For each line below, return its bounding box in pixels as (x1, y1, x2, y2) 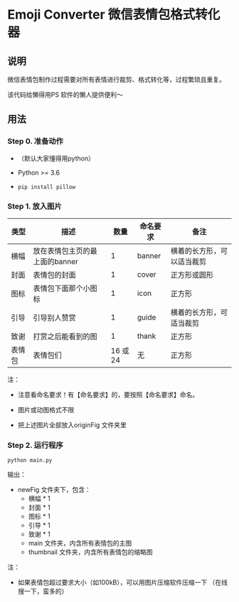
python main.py (7, 457, 53, 464)
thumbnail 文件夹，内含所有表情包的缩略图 (28, 548, 153, 556)
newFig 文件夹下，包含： (17, 486, 91, 494)
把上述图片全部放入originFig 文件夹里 (17, 420, 127, 429)
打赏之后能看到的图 (33, 331, 97, 341)
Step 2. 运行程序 (7, 440, 64, 450)
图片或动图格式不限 (17, 405, 75, 414)
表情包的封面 (33, 270, 76, 280)
